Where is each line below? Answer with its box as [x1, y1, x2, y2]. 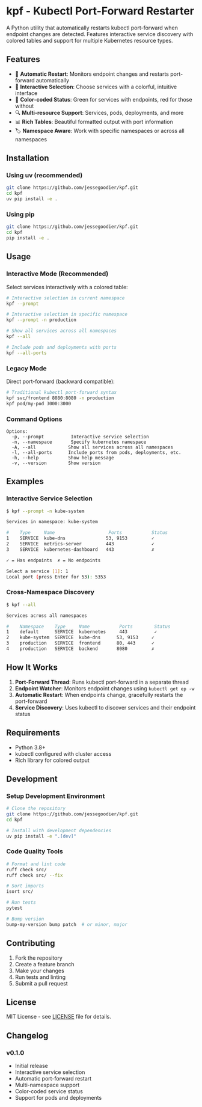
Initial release [14, 1063, 48, 1070]
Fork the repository [14, 954, 63, 961]
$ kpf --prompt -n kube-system [6, 508, 85, 514]
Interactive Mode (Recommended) [6, 269, 109, 278]
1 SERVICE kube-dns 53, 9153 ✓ [6, 535, 155, 542]
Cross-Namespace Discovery [6, 588, 95, 596]
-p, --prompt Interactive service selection [11, 434, 149, 440]
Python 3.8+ [14, 744, 46, 751]
